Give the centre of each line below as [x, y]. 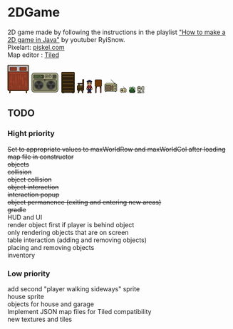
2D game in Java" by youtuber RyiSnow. [67, 39]
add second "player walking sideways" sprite [74, 288]
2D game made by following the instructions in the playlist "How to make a [116, 32]
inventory [21, 255]
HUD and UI [25, 217]
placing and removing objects [51, 247]
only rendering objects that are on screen [68, 232]
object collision [30, 179]
